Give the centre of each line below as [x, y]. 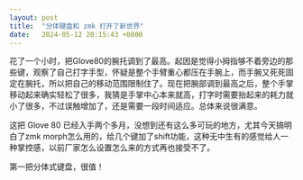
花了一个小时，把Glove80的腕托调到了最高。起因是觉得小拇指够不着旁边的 [147, 61]
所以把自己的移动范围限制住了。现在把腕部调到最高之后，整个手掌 [171, 84]
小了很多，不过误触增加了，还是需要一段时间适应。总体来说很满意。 [136, 106]
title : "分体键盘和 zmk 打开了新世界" [77, 26]
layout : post [34, 18]
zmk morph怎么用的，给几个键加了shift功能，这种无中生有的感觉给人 [153, 137]
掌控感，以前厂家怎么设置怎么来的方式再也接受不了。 [115, 148]
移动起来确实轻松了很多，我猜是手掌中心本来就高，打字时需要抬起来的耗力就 [151, 94]
